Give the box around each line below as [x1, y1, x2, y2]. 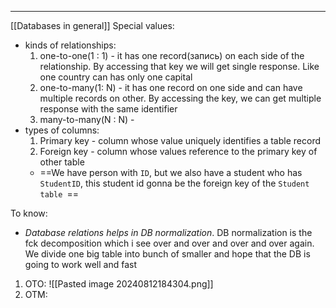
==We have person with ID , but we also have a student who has [39, 167, 303, 178]
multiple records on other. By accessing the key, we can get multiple [39, 92, 322, 104]
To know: [10, 207, 48, 219]
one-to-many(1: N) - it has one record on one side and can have [39, 82, 303, 93]
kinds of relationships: [24, 39, 117, 51]
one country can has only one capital [39, 71, 193, 83]
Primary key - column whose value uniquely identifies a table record [39, 135, 321, 146]
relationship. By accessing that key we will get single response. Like [39, 61, 320, 72]
